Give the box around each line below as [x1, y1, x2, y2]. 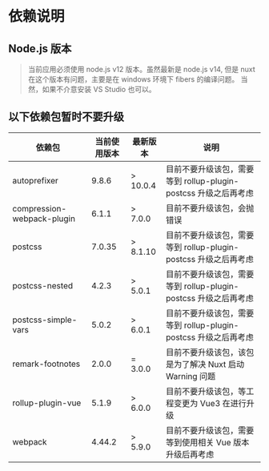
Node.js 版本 [8, 42, 72, 55]
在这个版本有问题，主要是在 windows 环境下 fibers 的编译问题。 [27, 74, 239, 84]
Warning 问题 [165, 370, 216, 381]
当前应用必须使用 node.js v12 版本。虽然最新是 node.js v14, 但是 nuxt [27, 65, 256, 74]
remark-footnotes [12, 358, 81, 369]
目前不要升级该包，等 [165, 385, 247, 397]
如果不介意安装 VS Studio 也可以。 [42, 85, 156, 94]
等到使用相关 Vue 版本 [165, 437, 250, 448]
